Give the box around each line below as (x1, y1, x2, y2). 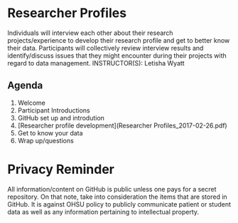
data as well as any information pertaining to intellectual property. (7, 207, 200, 216)
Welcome (17, 98, 46, 107)
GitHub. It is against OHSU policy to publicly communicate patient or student (7, 199, 232, 208)
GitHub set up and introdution (17, 113, 105, 122)
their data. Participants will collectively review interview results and (7, 43, 204, 52)
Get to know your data (17, 128, 83, 137)
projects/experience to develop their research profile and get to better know (7, 36, 230, 44)
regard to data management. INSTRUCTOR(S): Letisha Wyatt (7, 58, 185, 67)
